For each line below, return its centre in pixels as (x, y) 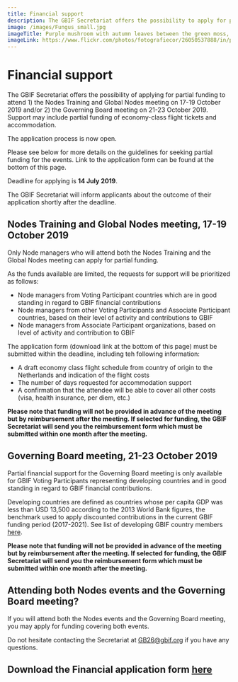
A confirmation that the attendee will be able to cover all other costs (117, 390)
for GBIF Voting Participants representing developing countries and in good (117, 480)
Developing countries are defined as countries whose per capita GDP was (115, 502)
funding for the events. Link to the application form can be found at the (111, 160)
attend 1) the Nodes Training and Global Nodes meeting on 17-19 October (114, 103)
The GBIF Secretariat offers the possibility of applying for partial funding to (117, 95)
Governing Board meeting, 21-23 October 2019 (113, 456)
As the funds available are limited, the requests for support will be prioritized (119, 274)
